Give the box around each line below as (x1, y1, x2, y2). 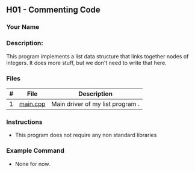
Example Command (6, 147, 65, 155)
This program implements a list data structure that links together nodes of (6, 52, 189, 60)
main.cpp (19, 99, 46, 108)
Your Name (6, 23, 40, 31)
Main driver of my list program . (51, 99, 140, 108)
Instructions (6, 117, 43, 126)
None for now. (14, 160, 51, 167)
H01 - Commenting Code (6, 5, 101, 15)
